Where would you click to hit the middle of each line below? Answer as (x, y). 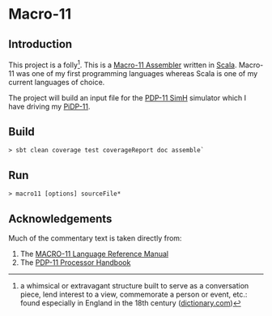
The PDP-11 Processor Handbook (75, 263)
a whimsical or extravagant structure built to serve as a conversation (134, 286)
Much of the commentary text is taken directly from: (95, 238)
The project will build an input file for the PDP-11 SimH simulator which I (127, 97)
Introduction (40, 44)
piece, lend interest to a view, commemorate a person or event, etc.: (134, 295)
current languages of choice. (57, 82)
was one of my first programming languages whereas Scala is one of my (137, 73)
